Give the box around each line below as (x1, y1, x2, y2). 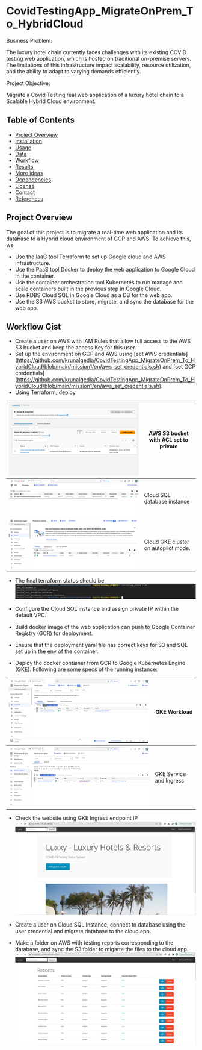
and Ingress (155, 777, 185, 784)
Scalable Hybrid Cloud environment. (6, 98, 96, 105)
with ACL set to (149, 436, 188, 443)
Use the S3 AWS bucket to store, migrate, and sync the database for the (14, 298, 194, 305)
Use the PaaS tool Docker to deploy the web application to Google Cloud (14, 266, 195, 273)
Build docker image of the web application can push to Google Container (14, 623, 195, 630)
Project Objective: (6, 80, 51, 87)
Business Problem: (6, 37, 53, 44)
